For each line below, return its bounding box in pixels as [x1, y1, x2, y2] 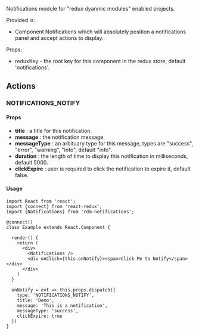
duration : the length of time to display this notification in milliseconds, [14, 152, 188, 160]
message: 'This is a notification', [17, 302, 108, 309]
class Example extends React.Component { [6, 224, 111, 230]
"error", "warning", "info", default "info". [14, 146, 112, 153]
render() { [11, 235, 39, 241]
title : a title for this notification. [14, 127, 92, 134]
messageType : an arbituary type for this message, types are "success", [14, 139, 194, 147]
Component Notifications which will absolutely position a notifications [14, 28, 186, 35]
